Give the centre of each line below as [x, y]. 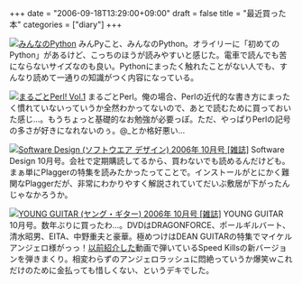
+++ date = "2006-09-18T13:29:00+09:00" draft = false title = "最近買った [148, 13]
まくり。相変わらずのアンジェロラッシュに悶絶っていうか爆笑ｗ [159, 259]
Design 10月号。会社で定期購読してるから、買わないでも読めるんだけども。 [150, 161]
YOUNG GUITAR [253, 214]
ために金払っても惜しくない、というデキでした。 [124, 270]
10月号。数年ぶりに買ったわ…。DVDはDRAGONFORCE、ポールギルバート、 [150, 225]
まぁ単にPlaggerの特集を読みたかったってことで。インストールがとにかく [146, 172]
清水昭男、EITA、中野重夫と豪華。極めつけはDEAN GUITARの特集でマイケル [151, 236]
